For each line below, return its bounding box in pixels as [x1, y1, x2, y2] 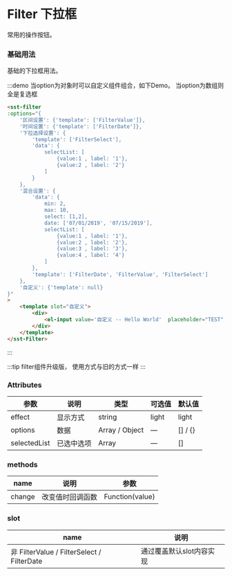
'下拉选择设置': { [19, 129, 66, 136]
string [97, 412, 117, 422]
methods [7, 460, 38, 469]
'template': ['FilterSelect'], [32, 136, 122, 143]
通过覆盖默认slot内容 [140, 546, 209, 556]
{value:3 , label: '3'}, [56, 245, 128, 253]
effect [10, 412, 30, 422]
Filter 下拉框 [7, 6, 77, 22]
